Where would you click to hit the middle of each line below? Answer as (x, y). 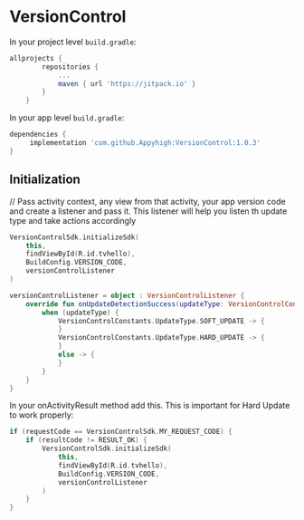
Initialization (45, 180)
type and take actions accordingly (73, 220)
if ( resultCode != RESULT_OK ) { (86, 440)
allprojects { (36, 58)
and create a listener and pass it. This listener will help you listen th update (148, 211)
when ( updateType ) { (81, 313)
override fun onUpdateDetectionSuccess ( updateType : (125, 304)
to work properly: (42, 415)
